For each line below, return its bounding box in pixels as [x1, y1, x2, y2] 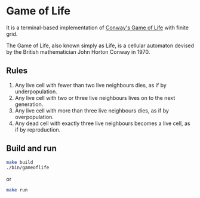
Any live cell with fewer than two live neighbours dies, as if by [14, 81, 167, 89]
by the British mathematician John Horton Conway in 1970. [6, 48, 150, 55]
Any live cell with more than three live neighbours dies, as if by [14, 106, 169, 114]
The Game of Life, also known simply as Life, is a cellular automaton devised [6, 42, 195, 49]
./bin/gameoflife [6, 165, 50, 171]
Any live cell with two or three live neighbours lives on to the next [14, 94, 176, 101]
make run [6, 187, 28, 193]
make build [6, 159, 33, 165]
